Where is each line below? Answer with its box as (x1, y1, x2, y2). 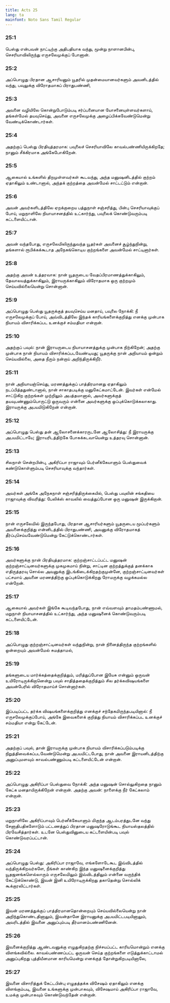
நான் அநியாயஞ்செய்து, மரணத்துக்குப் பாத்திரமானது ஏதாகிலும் (5, 381, 127, 387)
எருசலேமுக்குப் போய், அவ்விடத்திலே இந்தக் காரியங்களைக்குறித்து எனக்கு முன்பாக (5, 314, 164, 320)
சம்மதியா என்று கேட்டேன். (5, 720, 57, 726)
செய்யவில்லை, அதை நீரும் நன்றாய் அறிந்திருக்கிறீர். (5, 356, 102, 362)
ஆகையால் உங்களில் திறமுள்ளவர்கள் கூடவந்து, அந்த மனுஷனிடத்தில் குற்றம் (5, 174, 155, 180)
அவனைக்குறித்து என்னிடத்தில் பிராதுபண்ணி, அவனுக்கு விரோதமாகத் (5, 526, 140, 532)
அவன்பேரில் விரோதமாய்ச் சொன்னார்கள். (5, 683, 87, 690)
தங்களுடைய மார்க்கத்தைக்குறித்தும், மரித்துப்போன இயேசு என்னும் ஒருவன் (5, 672, 150, 678)
